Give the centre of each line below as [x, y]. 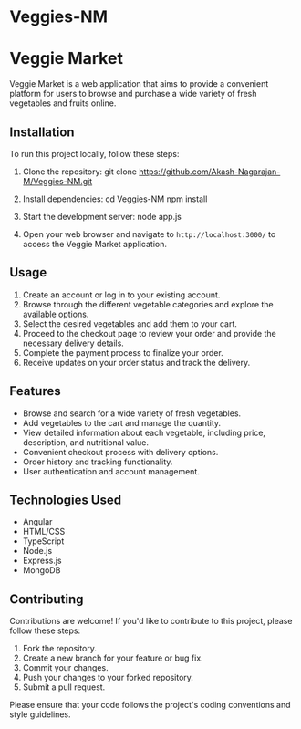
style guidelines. [40, 714]
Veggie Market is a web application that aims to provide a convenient [139, 84]
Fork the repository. [60, 649]
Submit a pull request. [64, 687]
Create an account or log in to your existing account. [121, 295]
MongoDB [42, 570]
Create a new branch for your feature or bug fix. [113, 658]
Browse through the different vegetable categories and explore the [148, 304]
